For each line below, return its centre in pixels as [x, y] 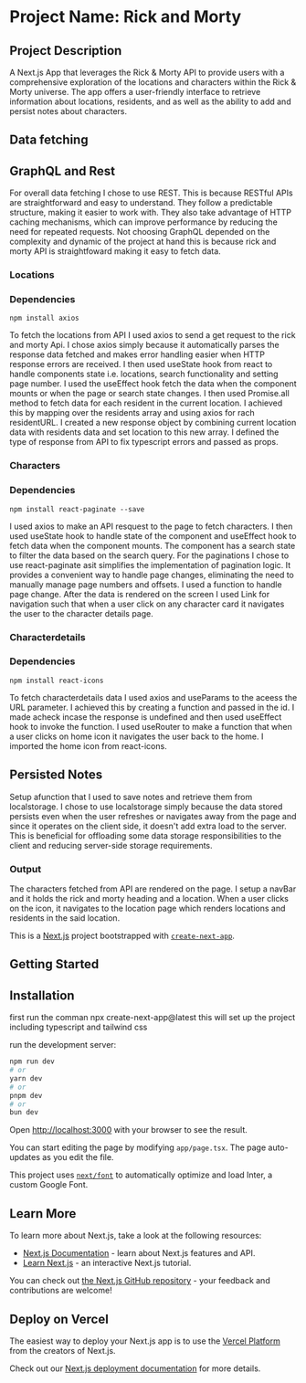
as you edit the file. [78, 1157]
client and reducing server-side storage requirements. [111, 845]
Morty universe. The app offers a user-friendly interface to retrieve [135, 92]
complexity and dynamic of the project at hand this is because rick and [143, 242]
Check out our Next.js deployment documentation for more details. [135, 1368]
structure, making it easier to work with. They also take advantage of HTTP [151, 213]
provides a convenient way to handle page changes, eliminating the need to [152, 575]
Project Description [66, 51]
